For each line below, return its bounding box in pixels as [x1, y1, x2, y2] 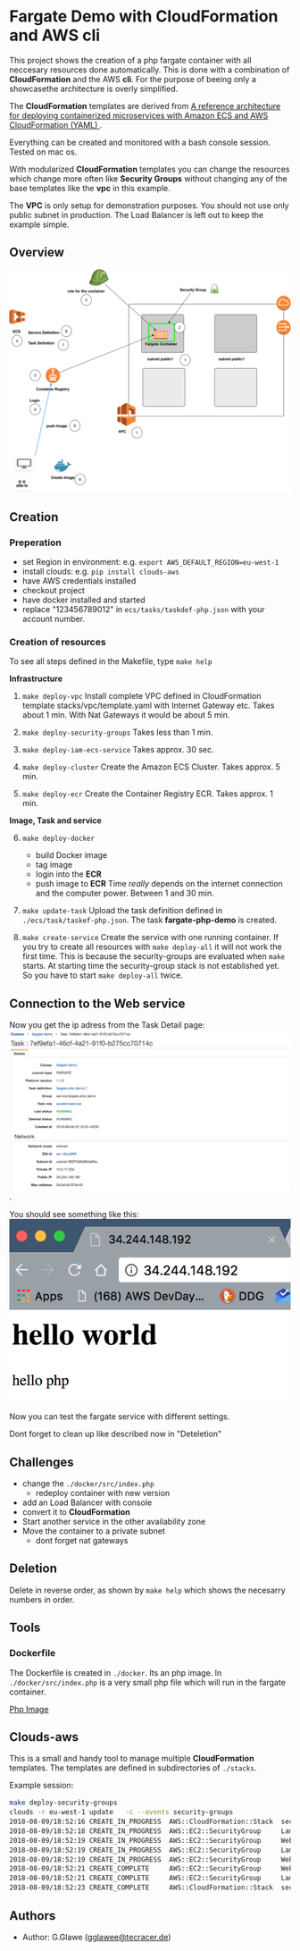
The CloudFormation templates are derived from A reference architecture [9, 100, 281, 111]
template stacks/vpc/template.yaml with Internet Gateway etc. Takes [21, 700, 275, 711]
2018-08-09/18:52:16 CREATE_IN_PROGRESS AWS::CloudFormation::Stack [9, 1817, 274, 1827]
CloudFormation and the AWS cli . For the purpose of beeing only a [9, 73, 256, 84]
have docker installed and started [21, 594, 146, 605]
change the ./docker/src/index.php [21, 1478, 154, 1489]
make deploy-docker [21, 834, 96, 844]
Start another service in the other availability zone [21, 1517, 206, 1527]
